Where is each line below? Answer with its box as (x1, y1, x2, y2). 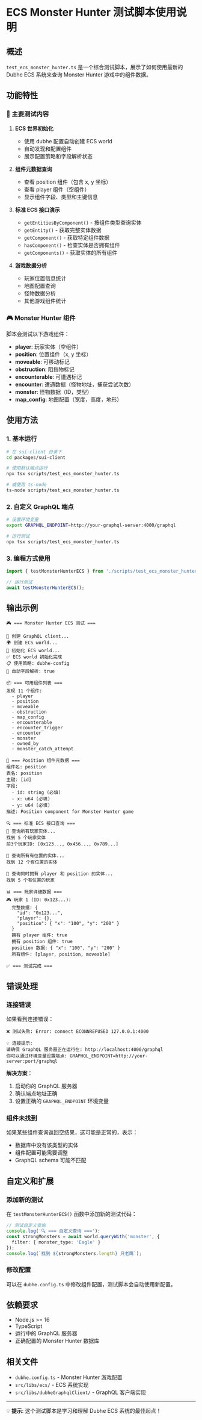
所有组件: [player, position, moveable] (11, 951, 111, 958)
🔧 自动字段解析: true (6, 668, 55, 674)
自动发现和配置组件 (23, 145, 72, 152)
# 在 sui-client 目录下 (6, 449, 62, 455)
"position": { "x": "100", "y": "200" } (17, 921, 120, 927)
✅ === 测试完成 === (6, 963, 53, 970)
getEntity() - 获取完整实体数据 (23, 226, 102, 234)
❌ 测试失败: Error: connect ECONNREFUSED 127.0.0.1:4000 (6, 1029, 149, 1035)
